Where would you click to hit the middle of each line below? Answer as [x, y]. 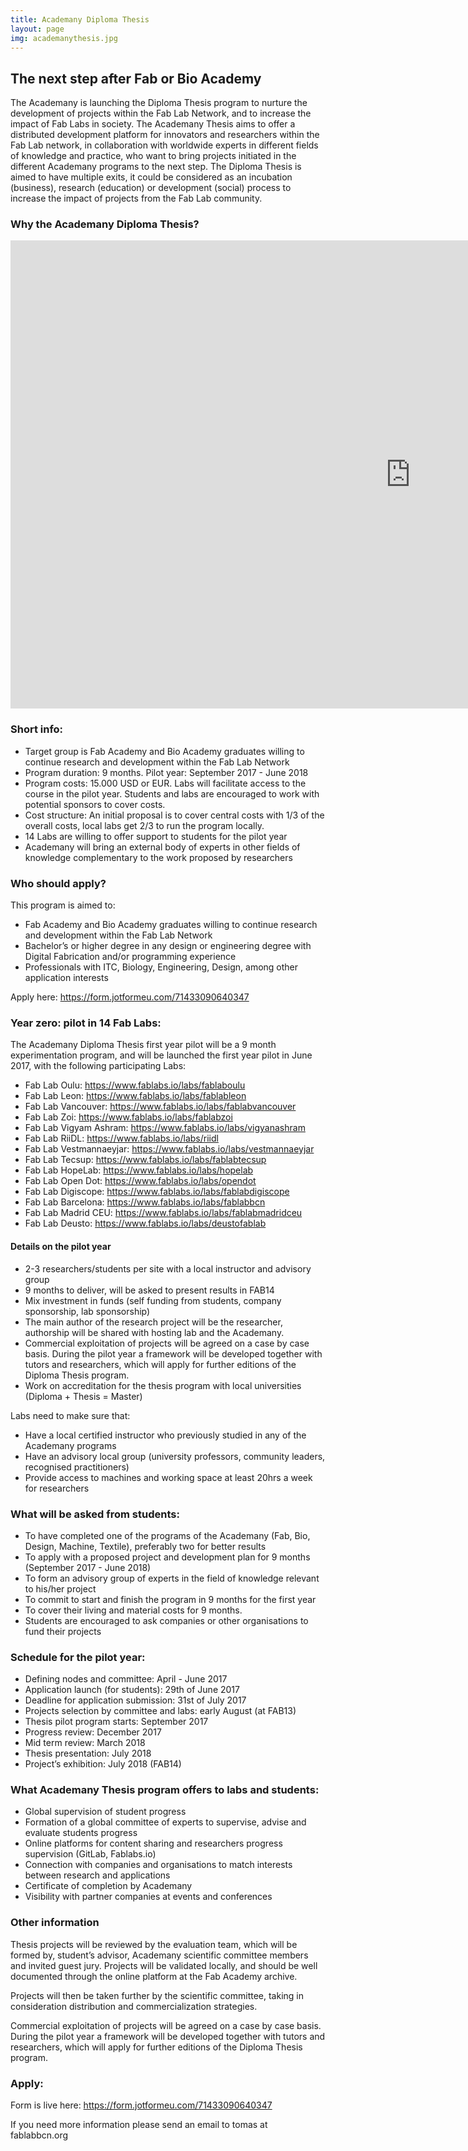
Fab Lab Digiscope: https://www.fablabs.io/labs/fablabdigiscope [157, 1192]
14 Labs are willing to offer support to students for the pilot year [156, 836]
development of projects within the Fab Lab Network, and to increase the [161, 113]
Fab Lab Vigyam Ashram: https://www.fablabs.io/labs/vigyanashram [165, 1128]
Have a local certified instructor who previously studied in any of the [165, 1435]
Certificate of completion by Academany [108, 1886]
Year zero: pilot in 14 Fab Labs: [86, 1023]
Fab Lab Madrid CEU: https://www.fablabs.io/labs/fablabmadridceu [163, 1213]
